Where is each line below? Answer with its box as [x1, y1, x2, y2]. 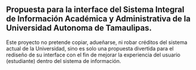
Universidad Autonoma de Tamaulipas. [6, 23, 152, 33]
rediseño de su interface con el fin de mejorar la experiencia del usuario [6, 51, 181, 58]
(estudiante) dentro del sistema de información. [6, 57, 122, 64]
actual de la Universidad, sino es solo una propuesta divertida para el [6, 45, 174, 52]
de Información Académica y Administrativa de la [6, 14, 191, 24]
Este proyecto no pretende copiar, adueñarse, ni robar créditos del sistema [6, 38, 188, 46]
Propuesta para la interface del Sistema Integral [6, 5, 185, 15]
